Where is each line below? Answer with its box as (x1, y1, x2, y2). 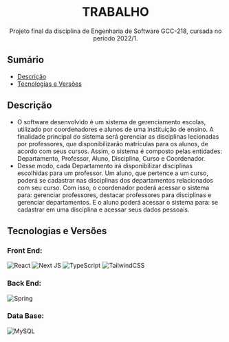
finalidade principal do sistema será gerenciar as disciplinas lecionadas (17, 132, 219, 141)
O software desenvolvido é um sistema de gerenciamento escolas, (17, 117, 206, 126)
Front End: (7, 245, 43, 255)
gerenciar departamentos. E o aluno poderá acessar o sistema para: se (17, 198, 219, 206)
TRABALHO (82, 4, 149, 20)
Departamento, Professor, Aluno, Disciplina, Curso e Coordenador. (17, 154, 206, 162)
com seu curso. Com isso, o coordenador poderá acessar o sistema (17, 183, 210, 192)
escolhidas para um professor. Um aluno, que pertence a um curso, (17, 169, 208, 177)
